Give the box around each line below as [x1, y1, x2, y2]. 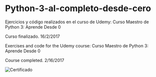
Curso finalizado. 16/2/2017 [5, 33, 60, 39]
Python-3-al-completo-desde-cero [5, 3, 151, 14]
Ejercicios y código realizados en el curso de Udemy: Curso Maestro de [5, 19, 149, 25]
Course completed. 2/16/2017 [5, 57, 64, 63]
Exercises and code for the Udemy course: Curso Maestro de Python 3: [5, 43, 149, 48]
